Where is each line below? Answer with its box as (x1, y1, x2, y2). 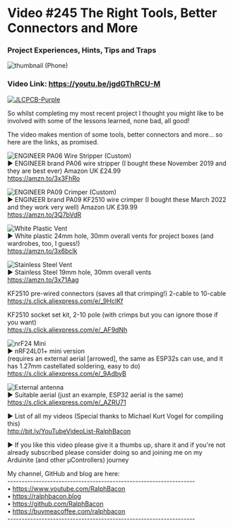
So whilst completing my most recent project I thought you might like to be (7, 108, 224, 118)
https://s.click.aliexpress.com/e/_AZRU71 (7, 398, 126, 407)
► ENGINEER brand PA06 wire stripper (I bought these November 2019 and (7, 159, 227, 167)
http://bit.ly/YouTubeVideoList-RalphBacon (7, 426, 131, 435)
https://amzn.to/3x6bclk (7, 246, 78, 255)
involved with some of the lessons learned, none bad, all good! (7, 116, 190, 125)
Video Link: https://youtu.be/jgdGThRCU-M (7, 79, 161, 89)
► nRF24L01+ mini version (7, 346, 85, 355)
